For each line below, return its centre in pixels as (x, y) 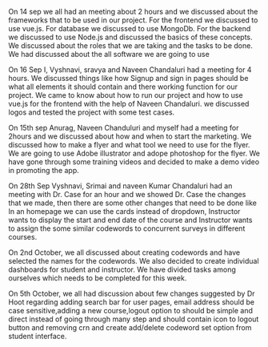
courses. (23, 237)
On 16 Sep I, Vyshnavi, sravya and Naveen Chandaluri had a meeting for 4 (130, 70)
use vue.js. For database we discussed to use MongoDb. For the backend (130, 28)
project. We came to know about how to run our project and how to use (126, 95)
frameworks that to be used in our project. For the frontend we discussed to (133, 20)
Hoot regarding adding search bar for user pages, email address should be (131, 302)
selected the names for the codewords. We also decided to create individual (134, 261)
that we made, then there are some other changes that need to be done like (133, 203)
